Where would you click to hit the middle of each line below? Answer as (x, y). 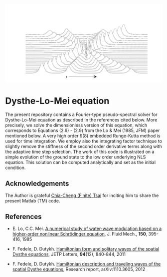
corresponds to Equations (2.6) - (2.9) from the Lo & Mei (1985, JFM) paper (83, 130)
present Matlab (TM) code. (33, 201)
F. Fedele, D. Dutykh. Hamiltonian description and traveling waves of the (86, 264)
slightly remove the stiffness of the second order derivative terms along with (83, 146)
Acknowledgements (37, 183)
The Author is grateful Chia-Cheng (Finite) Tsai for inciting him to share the (82, 195)
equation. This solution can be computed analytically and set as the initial (81, 162)
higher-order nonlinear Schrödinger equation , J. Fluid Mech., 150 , (80, 234)
